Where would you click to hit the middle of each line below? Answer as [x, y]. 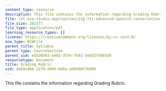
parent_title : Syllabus [30, 46]
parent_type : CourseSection [34, 51]
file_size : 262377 [24, 23]
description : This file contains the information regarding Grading [77, 14]
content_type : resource [30, 10]
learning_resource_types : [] [35, 32]
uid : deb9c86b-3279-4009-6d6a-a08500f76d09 [51, 69]
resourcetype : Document [30, 60]
